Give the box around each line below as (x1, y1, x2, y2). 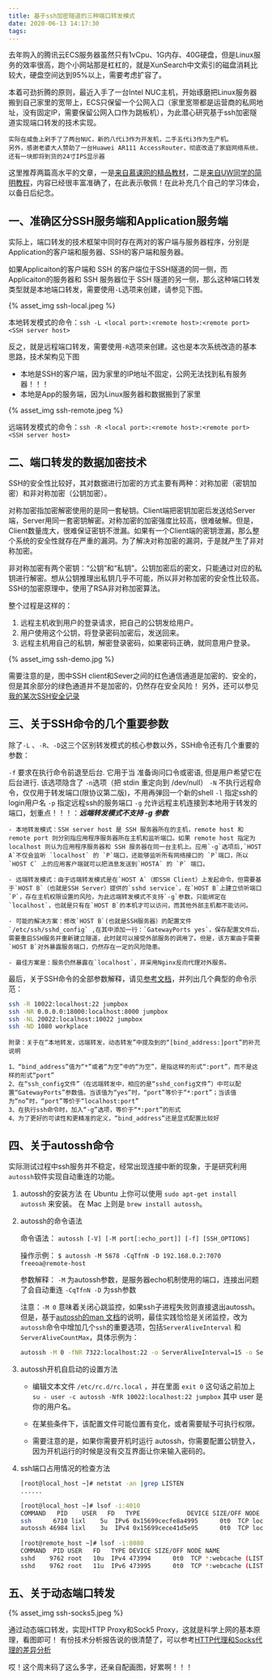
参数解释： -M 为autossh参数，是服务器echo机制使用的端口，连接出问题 (19, 1275, 259, 1285)
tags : (8, 27, 27, 35)
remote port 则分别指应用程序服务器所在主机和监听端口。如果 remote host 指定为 (8, 834, 257, 842)
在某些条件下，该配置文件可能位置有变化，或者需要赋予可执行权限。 (32, 1419, 260, 1428)
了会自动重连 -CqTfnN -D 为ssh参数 (19, 1285, 137, 1295)
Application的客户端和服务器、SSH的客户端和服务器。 (8, 248, 189, 257)
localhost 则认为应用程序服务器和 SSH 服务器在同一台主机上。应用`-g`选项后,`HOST (8, 842, 262, 850)
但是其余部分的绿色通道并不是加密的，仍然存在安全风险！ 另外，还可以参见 (8, 681, 259, 690)
